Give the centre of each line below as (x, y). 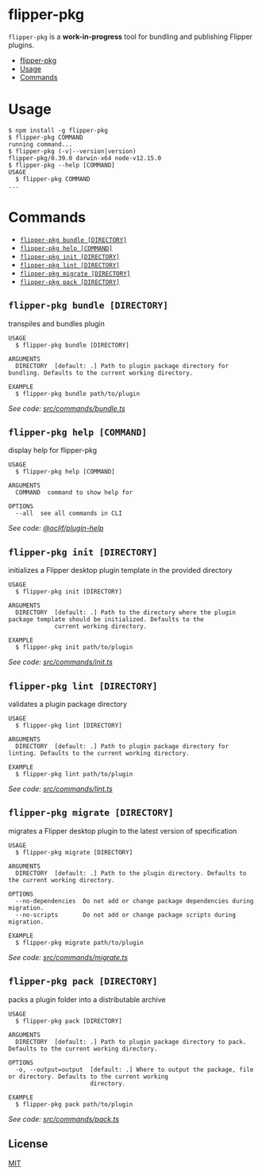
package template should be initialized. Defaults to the (106, 620)
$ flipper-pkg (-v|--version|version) (72, 151)
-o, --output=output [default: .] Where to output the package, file (135, 1069)
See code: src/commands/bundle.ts (67, 408)
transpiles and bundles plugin (56, 324)
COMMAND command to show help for (74, 493)
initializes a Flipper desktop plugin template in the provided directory (120, 570)
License (28, 1144)
